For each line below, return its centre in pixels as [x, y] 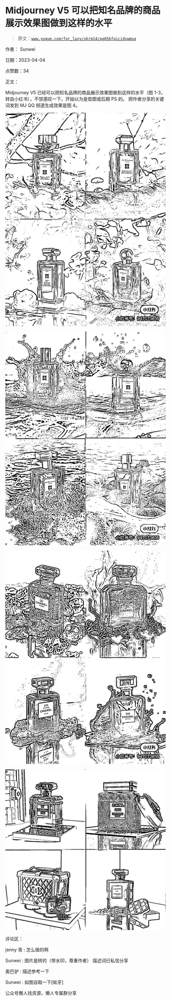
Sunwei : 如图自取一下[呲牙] [34, 982]
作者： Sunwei [20, 49]
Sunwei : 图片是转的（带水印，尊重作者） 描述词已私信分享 [67, 961]
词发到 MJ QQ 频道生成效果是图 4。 [43, 105]
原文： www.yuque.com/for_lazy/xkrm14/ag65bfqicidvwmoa [77, 38]
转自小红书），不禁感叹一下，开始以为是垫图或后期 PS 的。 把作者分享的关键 [85, 99]
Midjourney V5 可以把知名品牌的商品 [83, 10]
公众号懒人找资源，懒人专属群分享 [41, 993]
